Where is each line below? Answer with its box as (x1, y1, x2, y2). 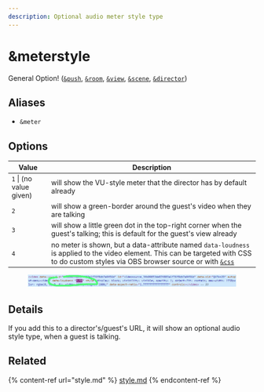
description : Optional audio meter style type (8, 13, 163, 20)
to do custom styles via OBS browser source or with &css (50, 256, 235, 266)
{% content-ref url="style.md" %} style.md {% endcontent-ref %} (8, 375, 222, 384)
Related (8, 354, 47, 368)
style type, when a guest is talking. (8, 332, 121, 341)
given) (11, 191, 33, 200)
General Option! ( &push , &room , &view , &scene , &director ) (8, 73, 188, 82)
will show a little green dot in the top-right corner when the (50, 220, 242, 230)
